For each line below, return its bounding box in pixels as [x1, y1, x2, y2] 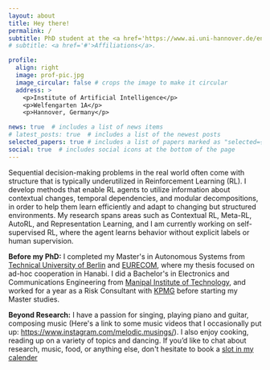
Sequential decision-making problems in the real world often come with [8, 167, 245, 177]
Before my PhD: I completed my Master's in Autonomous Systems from [8, 251, 245, 261]
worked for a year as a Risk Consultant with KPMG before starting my [8, 286, 239, 295]
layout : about [8, 11, 56, 20]
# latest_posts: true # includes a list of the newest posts [8, 130, 221, 139]
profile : [8, 56, 38, 64]
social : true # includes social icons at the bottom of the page [8, 146, 235, 154]
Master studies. [8, 294, 60, 304]
